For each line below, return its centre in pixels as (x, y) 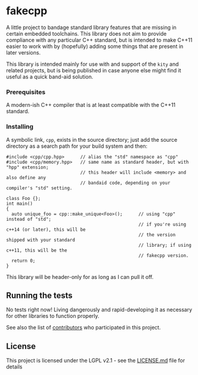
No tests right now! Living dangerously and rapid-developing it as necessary (99, 310)
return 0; (23, 260)
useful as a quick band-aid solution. (50, 77)
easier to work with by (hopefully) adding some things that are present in (95, 46)
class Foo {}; (24, 198)
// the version (157, 235)
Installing (20, 127)
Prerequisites (26, 92)
